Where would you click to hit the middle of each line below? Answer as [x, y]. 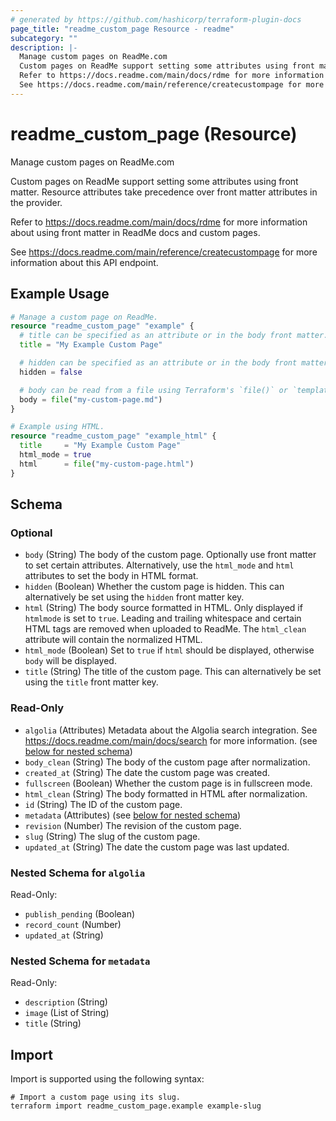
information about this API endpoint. [84, 262]
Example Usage [60, 294]
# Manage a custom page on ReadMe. [84, 317]
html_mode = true [55, 455]
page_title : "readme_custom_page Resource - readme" [122, 29]
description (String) [66, 1002]
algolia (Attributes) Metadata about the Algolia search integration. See [171, 730]
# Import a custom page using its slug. [96, 1097]
